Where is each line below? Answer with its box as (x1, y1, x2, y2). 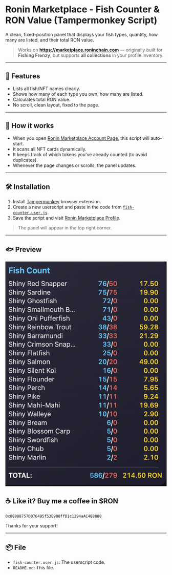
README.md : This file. (12, 565, 55, 571)
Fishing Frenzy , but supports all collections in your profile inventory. (17, 52, 164, 58)
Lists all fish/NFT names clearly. (12, 86, 80, 92)
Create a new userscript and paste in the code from (12, 204, 122, 210)
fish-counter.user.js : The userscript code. (12, 559, 105, 565)
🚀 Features (5, 72, 40, 80)
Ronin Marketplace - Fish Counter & (5, 4, 160, 15)
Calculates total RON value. (12, 96, 71, 102)
